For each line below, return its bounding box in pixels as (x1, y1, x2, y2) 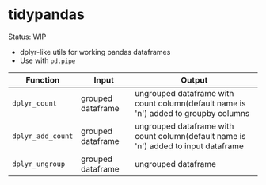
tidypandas (8, 6, 85, 24)
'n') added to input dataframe (134, 141, 244, 152)
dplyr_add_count (12, 131, 74, 141)
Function (25, 74, 60, 85)
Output (180, 74, 208, 85)
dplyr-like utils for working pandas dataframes (19, 47, 171, 56)
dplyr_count (12, 98, 58, 108)
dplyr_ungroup (12, 159, 66, 168)
